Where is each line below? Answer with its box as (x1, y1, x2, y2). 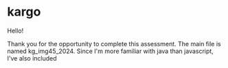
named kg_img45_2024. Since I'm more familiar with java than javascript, (7, 47, 214, 55)
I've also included (7, 54, 57, 62)
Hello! (7, 27, 24, 35)
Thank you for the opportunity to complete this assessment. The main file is (7, 39, 221, 48)
